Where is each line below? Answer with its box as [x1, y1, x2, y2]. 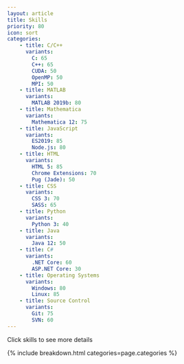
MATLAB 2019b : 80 [32, 100, 81, 106]
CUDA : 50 [32, 67, 57, 74]
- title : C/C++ [19, 42, 63, 49]
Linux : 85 [32, 291, 60, 298]
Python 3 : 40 [32, 220, 69, 227]
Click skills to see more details [7, 335, 93, 343]
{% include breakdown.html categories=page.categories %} [7, 348, 177, 357]
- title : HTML [19, 150, 60, 158]
